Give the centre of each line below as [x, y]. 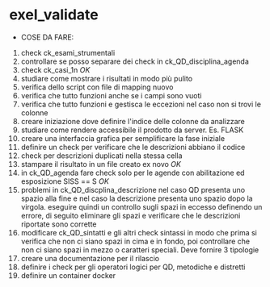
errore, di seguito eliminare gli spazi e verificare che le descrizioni [131, 215]
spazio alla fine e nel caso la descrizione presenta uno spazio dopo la [137, 198]
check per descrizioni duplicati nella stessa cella [101, 156]
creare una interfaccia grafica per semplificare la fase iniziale [123, 138]
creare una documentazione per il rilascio [90, 258]
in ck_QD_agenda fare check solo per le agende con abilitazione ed [133, 173]
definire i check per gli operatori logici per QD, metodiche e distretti [133, 267]
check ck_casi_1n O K [55, 69]
